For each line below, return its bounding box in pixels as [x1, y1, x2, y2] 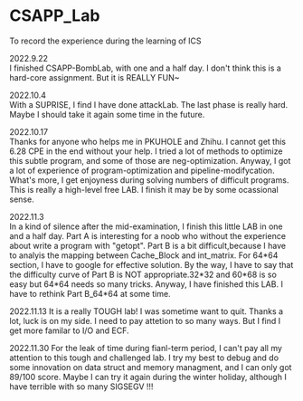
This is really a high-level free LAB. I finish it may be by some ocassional [9, 184, 279, 195]
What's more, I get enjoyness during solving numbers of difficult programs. [9, 174, 289, 186]
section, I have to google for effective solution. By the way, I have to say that [9, 259, 294, 270]
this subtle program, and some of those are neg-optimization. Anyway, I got [9, 155, 291, 166]
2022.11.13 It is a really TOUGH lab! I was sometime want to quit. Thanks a [9, 305, 283, 317]
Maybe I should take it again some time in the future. [9, 109, 205, 119]
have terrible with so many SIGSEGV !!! [9, 381, 154, 392]
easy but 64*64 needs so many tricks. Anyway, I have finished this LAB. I [9, 278, 283, 290]
